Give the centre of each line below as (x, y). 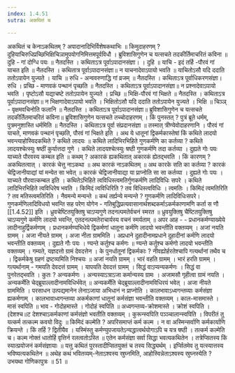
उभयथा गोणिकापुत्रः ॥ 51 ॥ (37, 361)
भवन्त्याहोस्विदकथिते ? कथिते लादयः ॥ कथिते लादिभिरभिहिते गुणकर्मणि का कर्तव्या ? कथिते (105, 141)
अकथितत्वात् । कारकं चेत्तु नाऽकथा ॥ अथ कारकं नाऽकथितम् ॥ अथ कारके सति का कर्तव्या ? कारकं (116, 164)
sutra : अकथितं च (29, 20)
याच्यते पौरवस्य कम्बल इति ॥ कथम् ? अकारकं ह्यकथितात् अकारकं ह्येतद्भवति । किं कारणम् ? (109, 156)
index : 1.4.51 (28, 14)
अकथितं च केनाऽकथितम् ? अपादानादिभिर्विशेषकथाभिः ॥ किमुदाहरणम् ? (84, 46)
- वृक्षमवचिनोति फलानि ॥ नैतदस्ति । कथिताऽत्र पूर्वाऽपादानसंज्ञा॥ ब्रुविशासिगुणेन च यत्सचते (105, 109)
